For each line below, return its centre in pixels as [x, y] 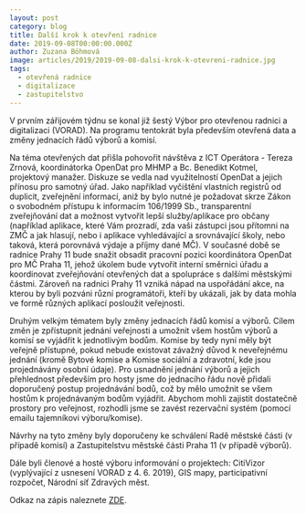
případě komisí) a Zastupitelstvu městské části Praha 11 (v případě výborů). [151, 445]
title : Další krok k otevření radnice [83, 35]
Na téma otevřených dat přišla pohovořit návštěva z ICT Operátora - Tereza [151, 157]
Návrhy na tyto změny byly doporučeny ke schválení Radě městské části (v [151, 435]
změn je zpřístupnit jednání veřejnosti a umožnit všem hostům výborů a [144, 330]
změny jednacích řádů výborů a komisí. [84, 140]
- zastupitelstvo [51, 94]
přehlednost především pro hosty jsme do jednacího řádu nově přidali [140, 379]
